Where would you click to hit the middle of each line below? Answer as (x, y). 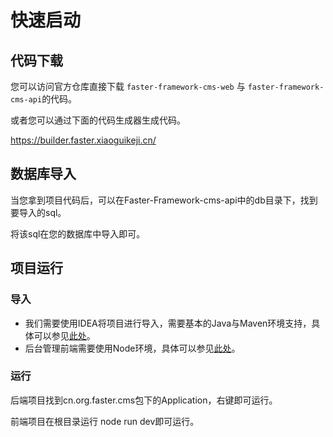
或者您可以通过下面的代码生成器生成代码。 (98, 120)
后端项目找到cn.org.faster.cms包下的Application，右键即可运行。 (144, 400)
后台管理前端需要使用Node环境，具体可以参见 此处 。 (132, 348)
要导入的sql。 (38, 212)
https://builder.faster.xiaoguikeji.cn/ (83, 140)
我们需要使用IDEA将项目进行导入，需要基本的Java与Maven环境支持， (168, 323)
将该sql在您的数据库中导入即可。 (78, 233)
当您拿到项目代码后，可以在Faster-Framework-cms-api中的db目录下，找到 (164, 200)
